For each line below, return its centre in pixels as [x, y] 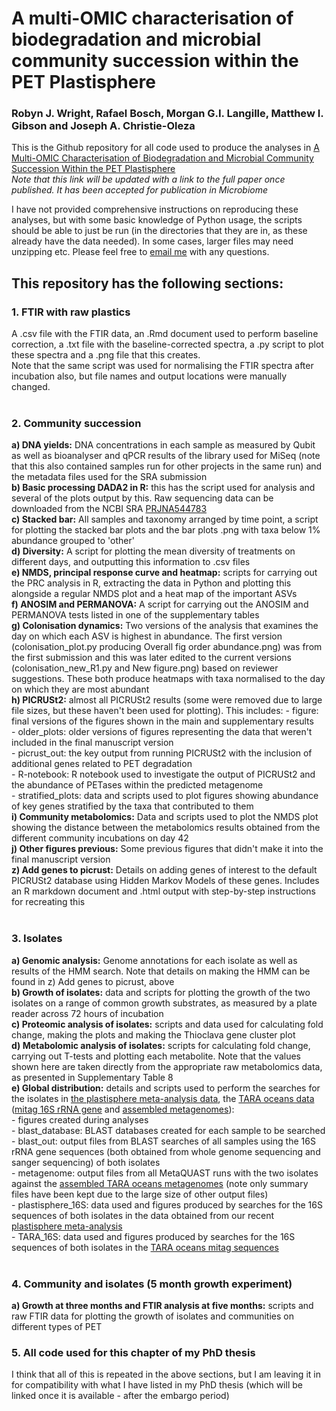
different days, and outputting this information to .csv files [131, 562]
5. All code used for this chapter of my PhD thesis [133, 1352]
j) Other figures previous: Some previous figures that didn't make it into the [167, 849]
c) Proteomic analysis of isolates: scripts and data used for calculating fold [167, 1024]
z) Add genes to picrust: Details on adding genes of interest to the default [164, 870]
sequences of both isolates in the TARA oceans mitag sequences [145, 1247]
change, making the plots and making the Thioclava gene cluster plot [153, 1034]
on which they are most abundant [80, 689]
